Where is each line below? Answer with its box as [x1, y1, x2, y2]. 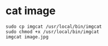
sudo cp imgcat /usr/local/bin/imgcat [5, 24, 102, 29]
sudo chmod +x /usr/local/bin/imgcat [5, 28, 100, 35]
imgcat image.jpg [5, 34, 49, 40]
